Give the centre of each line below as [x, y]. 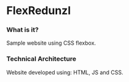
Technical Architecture [41, 59]
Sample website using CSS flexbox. [51, 43]
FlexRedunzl [39, 11]
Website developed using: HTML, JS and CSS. [65, 72]
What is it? [22, 30]
